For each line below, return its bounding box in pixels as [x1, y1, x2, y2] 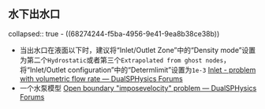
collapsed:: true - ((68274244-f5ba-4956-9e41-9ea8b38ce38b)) [8, 28, 220, 38]
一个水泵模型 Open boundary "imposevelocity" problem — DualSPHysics [19, 83, 257, 92]
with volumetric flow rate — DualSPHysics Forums [19, 73, 183, 83]
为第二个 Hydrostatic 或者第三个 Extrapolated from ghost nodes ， [19, 54, 231, 65]
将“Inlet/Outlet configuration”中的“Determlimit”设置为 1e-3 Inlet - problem [19, 65, 256, 74]
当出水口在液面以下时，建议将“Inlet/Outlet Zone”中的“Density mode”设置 [19, 45, 256, 54]
